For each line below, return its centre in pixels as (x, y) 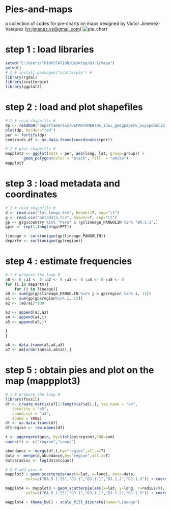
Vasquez (15, 29)
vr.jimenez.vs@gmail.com (53, 29)
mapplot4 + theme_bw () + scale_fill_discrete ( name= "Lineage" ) (73, 502)
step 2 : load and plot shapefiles (74, 107)
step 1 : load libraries (50, 50)
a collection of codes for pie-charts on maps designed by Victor (72, 23)
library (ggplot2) (24, 87)
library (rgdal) (21, 77)
